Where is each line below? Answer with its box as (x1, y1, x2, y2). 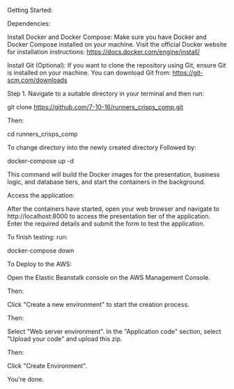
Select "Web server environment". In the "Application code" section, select (7, 327, 221, 335)
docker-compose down (7, 246, 75, 255)
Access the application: (7, 191, 75, 199)
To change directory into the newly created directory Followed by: (7, 143, 196, 152)
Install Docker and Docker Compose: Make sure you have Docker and (7, 33, 207, 41)
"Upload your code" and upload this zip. (7, 335, 123, 343)
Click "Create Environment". (7, 362, 88, 370)
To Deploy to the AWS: (7, 260, 72, 268)
